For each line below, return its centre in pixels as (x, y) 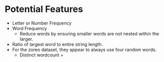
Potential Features (44, 9)
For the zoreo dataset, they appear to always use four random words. (84, 49)
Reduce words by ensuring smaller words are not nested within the (89, 33)
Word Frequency (29, 28)
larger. (26, 39)
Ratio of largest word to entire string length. (57, 44)
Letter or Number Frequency (42, 23)
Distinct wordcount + (42, 55)
